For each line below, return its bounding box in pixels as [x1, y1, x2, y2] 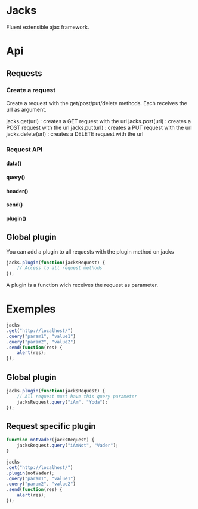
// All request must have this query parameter [17, 393, 137, 400]
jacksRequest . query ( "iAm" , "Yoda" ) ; [17, 399, 109, 405]
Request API [6, 145, 43, 153]
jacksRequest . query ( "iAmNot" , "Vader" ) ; [17, 443, 119, 449]
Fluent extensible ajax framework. [6, 23, 89, 31]
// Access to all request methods [17, 265, 103, 271]
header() [6, 187, 29, 194]
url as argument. [6, 106, 47, 113]
